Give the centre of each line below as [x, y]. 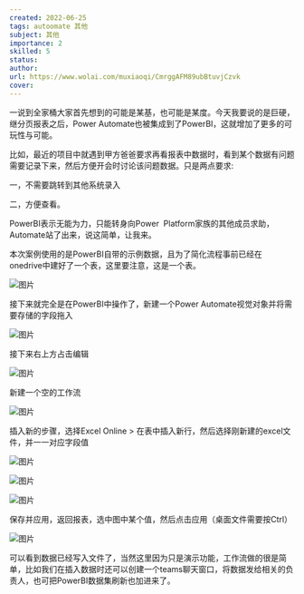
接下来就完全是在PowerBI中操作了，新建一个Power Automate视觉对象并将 [147, 304]
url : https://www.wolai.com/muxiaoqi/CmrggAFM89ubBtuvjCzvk [125, 77]
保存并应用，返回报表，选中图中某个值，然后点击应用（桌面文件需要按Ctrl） [151, 519]
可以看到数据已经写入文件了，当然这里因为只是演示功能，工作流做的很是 [144, 558]
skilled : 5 [30, 52]
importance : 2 [36, 43]
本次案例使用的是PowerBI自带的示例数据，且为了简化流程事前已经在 [136, 254]
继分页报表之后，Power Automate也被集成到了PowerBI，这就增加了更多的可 [151, 123]
